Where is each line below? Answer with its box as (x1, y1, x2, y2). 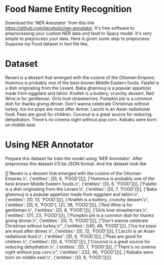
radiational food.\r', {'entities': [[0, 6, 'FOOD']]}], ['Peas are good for (5, 233, 143, 239)
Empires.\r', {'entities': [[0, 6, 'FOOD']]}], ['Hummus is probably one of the (5, 176, 155, 181)
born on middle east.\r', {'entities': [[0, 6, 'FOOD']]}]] (5, 254, 112, 260)
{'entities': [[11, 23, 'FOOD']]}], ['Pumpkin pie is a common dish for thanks (5, 212, 154, 218)
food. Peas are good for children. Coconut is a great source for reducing (5, 111, 152, 117)
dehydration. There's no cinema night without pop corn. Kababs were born (5, 116, 157, 122)
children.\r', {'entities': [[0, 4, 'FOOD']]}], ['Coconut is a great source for (5, 238, 150, 244)
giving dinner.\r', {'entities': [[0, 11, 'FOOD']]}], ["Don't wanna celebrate (5, 218, 149, 223)
